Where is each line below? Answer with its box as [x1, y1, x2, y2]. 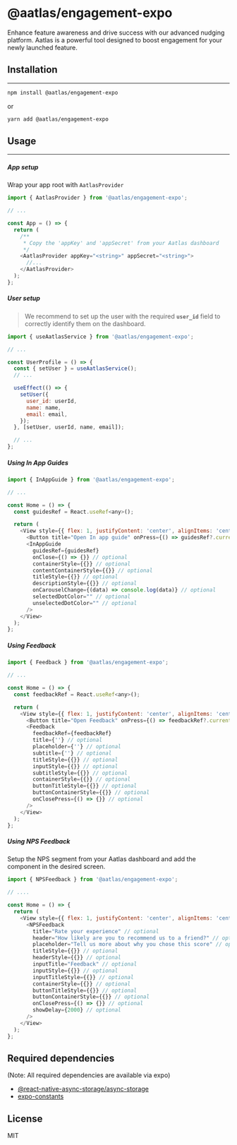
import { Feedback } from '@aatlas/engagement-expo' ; [7, 659, 169, 666]
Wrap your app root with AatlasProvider [7, 181, 124, 189]
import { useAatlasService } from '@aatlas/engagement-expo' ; [7, 333, 194, 340]
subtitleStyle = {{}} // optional [32, 769, 128, 777]
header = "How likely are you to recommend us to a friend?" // [32, 934, 219, 942]
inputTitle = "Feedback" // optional [32, 961, 138, 968]
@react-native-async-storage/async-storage [17, 1085, 150, 1093]
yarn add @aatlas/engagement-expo [7, 115, 109, 123]
